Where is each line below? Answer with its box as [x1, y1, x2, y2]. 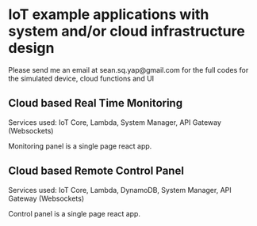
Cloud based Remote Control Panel [8, 164, 185, 178]
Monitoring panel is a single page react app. [8, 141, 152, 151]
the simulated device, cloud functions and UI [8, 73, 155, 83]
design [8, 40, 55, 57]
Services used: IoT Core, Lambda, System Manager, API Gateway [8, 117, 222, 127]
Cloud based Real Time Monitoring [8, 96, 183, 110]
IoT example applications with [8, 6, 209, 24]
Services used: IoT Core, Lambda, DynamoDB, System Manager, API [8, 185, 232, 194]
